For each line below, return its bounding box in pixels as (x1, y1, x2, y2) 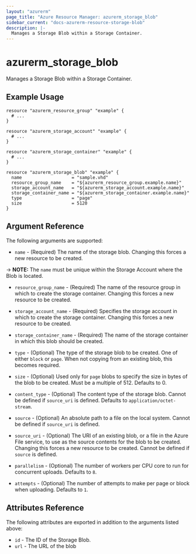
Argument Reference (6, 221, 84, 231)
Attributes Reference (6, 503, 84, 513)
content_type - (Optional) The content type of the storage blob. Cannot (14, 390, 186, 397)
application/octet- (128, 398, 177, 404)
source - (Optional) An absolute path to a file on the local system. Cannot (14, 414, 190, 421)
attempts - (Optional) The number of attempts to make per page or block (14, 479, 190, 486)
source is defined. (14, 451, 57, 458)
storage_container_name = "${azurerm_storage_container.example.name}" (11, 190, 190, 196)
